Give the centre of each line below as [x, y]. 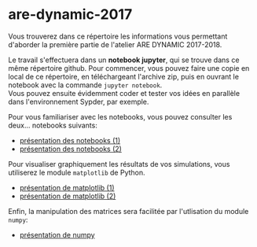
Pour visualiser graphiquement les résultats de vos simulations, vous [119, 164]
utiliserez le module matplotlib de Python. [77, 172]
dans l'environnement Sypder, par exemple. [79, 101]
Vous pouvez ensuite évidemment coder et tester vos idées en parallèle [124, 93]
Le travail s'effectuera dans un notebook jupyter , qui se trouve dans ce [124, 60]
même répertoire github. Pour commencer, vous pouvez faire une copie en [129, 68]
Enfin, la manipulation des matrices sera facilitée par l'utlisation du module [128, 211]
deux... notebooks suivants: [53, 125]
